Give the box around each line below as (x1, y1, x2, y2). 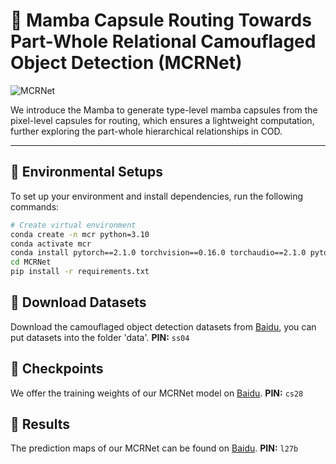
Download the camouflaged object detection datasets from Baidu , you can (10, 320, 317, 333)
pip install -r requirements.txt (10, 267, 150, 277)
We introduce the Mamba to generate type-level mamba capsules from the (10, 104, 318, 116)
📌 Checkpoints (10, 360, 104, 378)
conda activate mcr (10, 239, 92, 249)
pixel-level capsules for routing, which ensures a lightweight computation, (10, 114, 315, 126)
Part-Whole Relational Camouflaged (10, 30, 317, 53)
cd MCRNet (10, 257, 52, 268)
